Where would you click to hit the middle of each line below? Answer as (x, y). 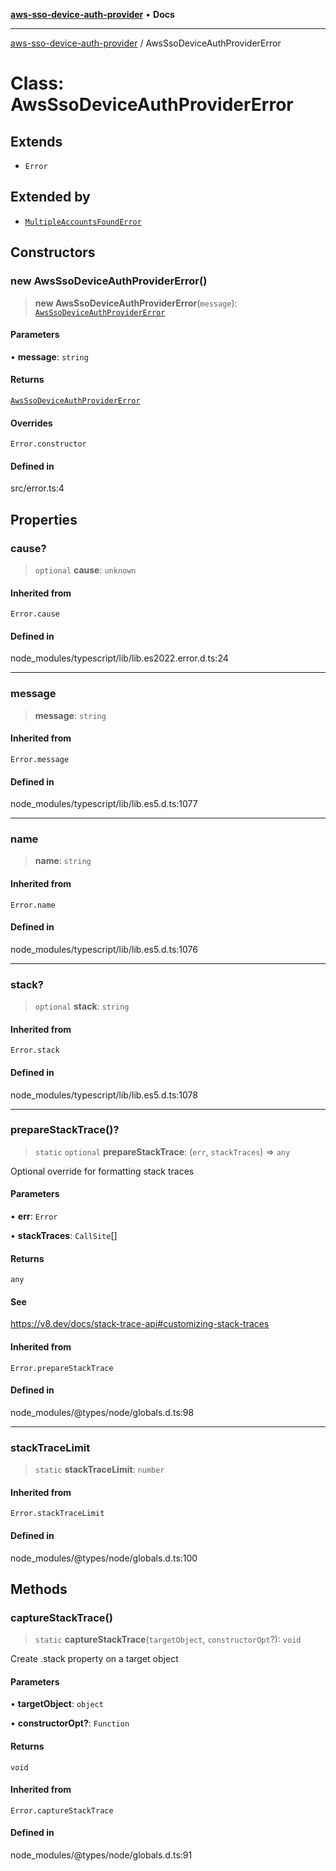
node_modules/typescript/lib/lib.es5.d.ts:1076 (104, 949)
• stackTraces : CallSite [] (64, 1236)
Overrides (31, 423)
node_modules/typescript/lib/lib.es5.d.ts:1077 (104, 804)
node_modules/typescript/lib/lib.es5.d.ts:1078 (104, 1095)
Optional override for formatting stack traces (102, 1171)
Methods (39, 1589)
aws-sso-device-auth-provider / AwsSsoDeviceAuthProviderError (146, 43)
